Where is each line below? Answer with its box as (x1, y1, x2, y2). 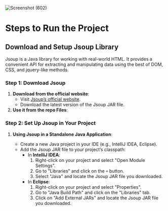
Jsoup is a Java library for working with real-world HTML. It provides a (5, 56, 153, 62)
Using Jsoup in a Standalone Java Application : (12, 131, 113, 137)
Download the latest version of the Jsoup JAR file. (20, 102, 125, 108)
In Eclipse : (27, 179, 50, 185)
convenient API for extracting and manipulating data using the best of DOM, (5, 61, 163, 67)
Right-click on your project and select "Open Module (35, 157, 145, 163)
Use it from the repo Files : (12, 107, 68, 113)
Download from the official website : (12, 91, 90, 97)
